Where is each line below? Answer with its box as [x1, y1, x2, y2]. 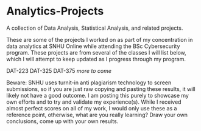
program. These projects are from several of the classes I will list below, [6, 49, 187, 56]
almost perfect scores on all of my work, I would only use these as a [6, 104, 177, 112]
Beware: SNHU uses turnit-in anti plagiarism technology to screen [6, 79, 172, 86]
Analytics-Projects [6, 4, 104, 18]
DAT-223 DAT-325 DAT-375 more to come [6, 67, 111, 74]
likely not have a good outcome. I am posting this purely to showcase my [6, 92, 189, 99]
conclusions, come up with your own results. [6, 117, 119, 125]
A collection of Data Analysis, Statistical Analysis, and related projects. [6, 24, 183, 32]
